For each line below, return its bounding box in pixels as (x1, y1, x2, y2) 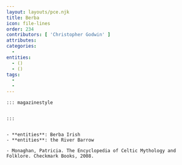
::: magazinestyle (6, 100, 53, 106)
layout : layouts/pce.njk (6, 9, 70, 15)
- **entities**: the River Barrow (6, 137, 95, 143)
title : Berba (6, 15, 40, 21)
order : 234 (6, 26, 34, 32)
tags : (6, 71, 20, 78)
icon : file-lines (6, 20, 51, 26)
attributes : (6, 37, 37, 43)
